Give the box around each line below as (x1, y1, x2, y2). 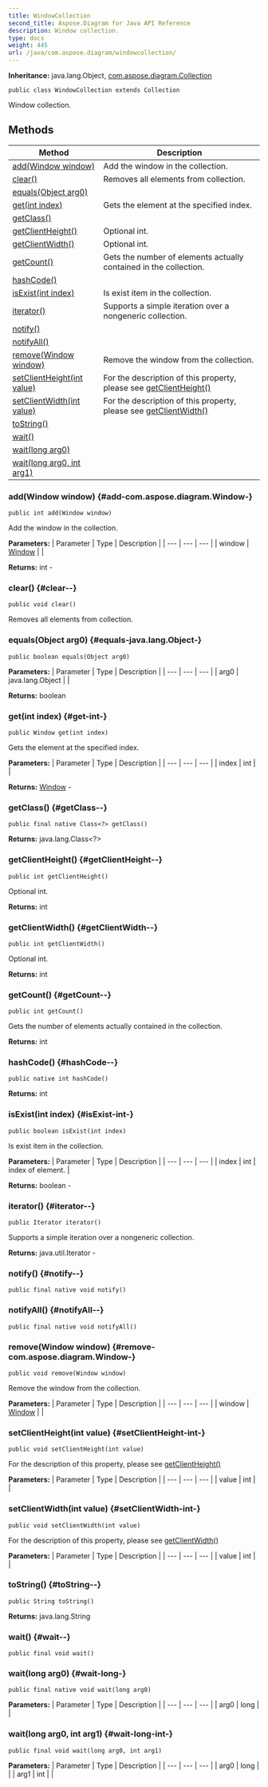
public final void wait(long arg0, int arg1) (8, 1746, 162, 1754)
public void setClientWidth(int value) (8, 1521, 141, 1530)
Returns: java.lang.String (8, 1611, 91, 1621)
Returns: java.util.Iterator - (8, 1248, 96, 1258)
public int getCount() (8, 1007, 84, 1015)
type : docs (8, 34, 45, 42)
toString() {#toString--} (8, 1579, 101, 1590)
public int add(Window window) (8, 509, 112, 518)
